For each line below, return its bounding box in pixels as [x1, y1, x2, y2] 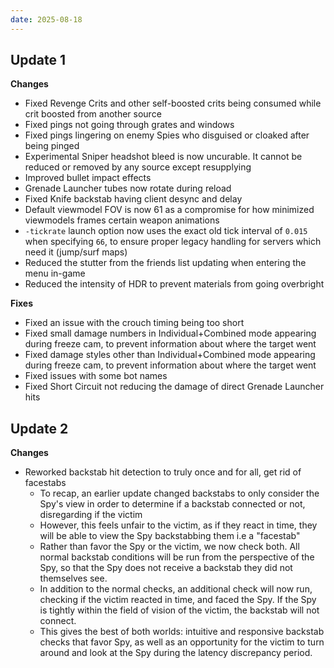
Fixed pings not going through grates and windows [24, 119, 235, 131]
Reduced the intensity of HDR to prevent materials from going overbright [24, 278, 325, 290]
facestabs [24, 477, 67, 489]
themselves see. [39, 572, 108, 585]
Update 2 [10, 420, 69, 437]
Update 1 [10, 52, 67, 69]
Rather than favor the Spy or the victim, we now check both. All [39, 541, 300, 553]
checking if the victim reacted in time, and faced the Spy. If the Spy [39, 594, 317, 606]
